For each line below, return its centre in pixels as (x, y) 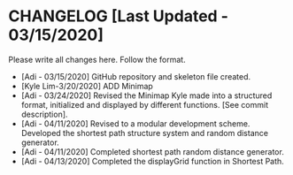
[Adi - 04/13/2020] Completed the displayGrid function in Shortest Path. (152, 161)
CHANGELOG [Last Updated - (119, 16)
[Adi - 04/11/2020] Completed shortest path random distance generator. (152, 151)
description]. (44, 114)
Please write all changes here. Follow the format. (97, 59)
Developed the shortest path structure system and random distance (145, 133)
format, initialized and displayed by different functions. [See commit (145, 104)
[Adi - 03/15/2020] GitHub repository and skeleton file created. (136, 76)
